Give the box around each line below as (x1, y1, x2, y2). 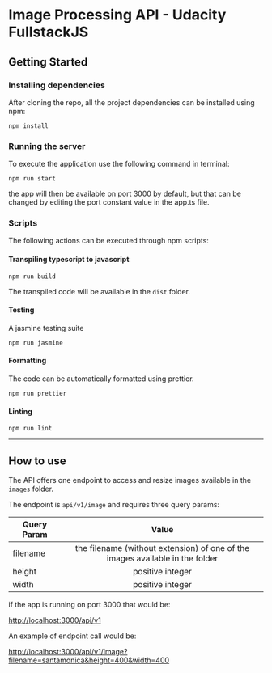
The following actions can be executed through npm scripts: (8, 236, 209, 246)
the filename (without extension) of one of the (75, 543, 250, 554)
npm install (8, 121, 49, 130)
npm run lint (8, 425, 53, 433)
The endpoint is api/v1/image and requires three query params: (8, 500, 220, 510)
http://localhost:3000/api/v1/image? (8, 647, 128, 657)
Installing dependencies (8, 79, 105, 91)
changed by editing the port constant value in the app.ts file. (8, 197, 210, 207)
